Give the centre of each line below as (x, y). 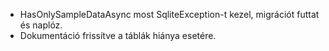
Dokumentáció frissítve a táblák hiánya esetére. (118, 35)
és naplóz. (41, 25)
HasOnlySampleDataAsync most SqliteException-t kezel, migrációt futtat (169, 14)
